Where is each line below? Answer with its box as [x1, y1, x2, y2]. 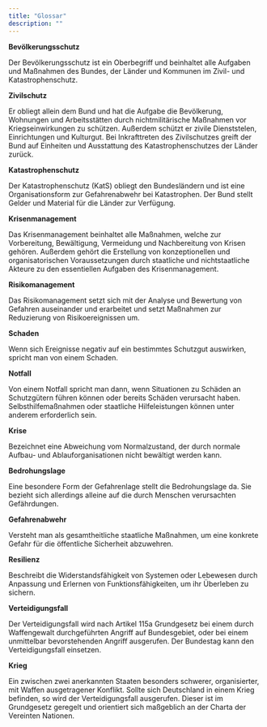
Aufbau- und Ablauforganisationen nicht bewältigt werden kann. [8, 450, 222, 459]
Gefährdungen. [8, 498, 59, 508]
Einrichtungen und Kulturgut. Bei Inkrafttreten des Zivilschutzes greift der [8, 131, 252, 142]
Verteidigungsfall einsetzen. [8, 644, 102, 654]
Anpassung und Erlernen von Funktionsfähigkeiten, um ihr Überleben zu [8, 579, 249, 588]
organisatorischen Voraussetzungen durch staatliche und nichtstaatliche [8, 255, 250, 265]
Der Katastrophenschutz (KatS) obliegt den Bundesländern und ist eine [8, 180, 245, 191]
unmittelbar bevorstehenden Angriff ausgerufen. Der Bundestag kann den [8, 636, 255, 646]
